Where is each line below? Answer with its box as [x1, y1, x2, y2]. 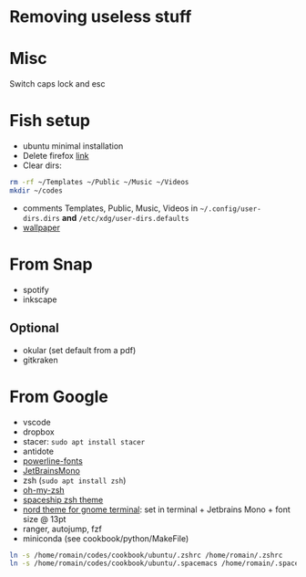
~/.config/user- [199, 204, 261, 214]
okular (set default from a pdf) [22, 344, 137, 355]
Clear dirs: [22, 160, 62, 171]
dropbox [22, 426, 55, 437]
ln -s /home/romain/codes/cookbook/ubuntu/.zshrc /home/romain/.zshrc [9, 551, 283, 560]
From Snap [9, 254, 93, 275]
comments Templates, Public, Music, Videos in [22, 203, 199, 214]
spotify [22, 284, 50, 295]
